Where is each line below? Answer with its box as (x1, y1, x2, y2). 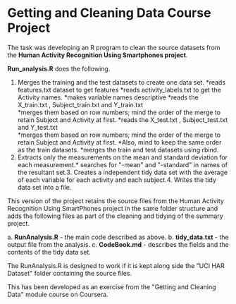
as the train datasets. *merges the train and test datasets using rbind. (17, 145, 219, 154)
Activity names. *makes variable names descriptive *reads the (17, 93, 199, 102)
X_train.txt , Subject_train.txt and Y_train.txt (17, 100, 143, 109)
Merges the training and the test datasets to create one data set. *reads (17, 78, 226, 86)
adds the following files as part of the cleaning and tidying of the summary (7, 212, 223, 220)
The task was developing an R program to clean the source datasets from (7, 43, 221, 51)
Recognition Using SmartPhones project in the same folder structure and (7, 204, 218, 212)
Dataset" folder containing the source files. (7, 269, 132, 277)
